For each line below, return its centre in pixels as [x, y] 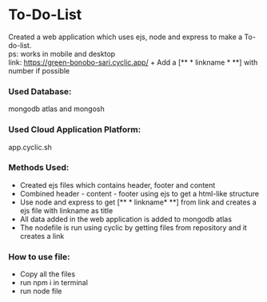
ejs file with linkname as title [66, 210]
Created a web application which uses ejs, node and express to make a [126, 37]
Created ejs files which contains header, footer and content [118, 185]
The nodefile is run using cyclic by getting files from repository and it [133, 227]
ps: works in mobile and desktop [62, 54]
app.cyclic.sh [30, 147]
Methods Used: [39, 168]
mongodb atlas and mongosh [57, 109]
